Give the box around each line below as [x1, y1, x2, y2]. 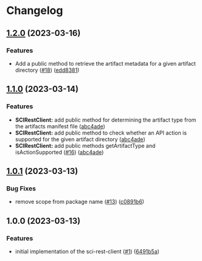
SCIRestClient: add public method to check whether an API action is [15, 129, 187, 136]
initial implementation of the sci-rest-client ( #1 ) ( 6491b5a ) [15, 248, 160, 255]
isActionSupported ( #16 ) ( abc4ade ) [15, 148, 104, 156]
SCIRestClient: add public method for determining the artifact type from [15, 116, 197, 124]
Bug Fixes [6, 184, 37, 192]
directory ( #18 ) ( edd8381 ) [15, 66, 80, 74]
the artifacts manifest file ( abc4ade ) [15, 122, 105, 130]
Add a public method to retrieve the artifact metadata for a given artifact [15, 60, 196, 67]
